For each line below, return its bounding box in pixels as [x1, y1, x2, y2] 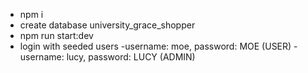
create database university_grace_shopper [19, 19, 196, 31]
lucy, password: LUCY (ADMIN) [66, 51, 196, 63]
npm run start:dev [19, 30, 94, 41]
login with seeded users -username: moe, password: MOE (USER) [19, 40, 292, 52]
